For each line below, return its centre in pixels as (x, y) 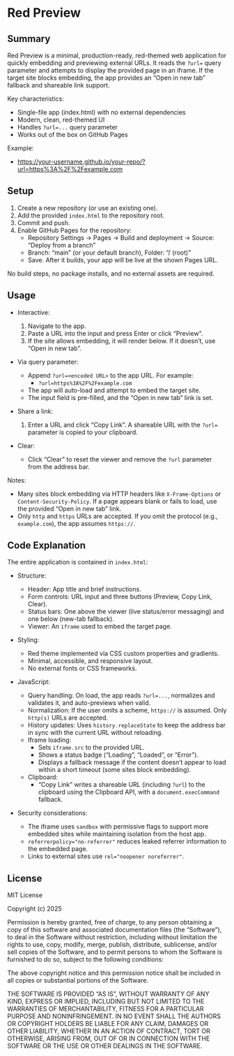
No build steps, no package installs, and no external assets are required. (111, 273)
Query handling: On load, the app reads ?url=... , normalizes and (121, 695)
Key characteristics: (36, 99)
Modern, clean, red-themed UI (61, 120)
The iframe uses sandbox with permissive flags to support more (118, 827)
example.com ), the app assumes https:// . (76, 523)
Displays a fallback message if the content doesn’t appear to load (132, 762)
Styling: (28, 640)
